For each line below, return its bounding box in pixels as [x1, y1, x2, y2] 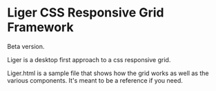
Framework [7, 19, 74, 35]
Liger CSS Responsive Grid [7, 5, 164, 21]
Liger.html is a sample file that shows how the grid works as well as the [7, 69, 209, 77]
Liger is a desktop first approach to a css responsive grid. [7, 55, 171, 63]
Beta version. [7, 42, 45, 50]
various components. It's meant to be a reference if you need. [7, 76, 183, 84]
